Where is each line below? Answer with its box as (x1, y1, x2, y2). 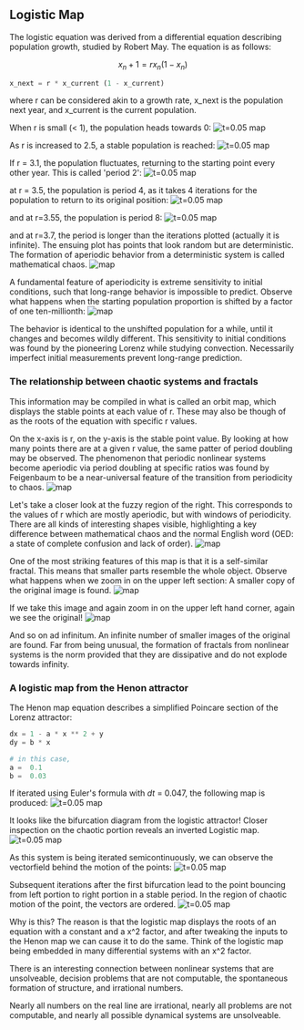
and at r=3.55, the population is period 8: (9, 212, 163, 223)
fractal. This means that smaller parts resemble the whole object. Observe (9, 565, 288, 576)
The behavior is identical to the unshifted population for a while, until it (9, 324, 273, 335)
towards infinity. (9, 658, 70, 669)
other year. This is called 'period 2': (9, 168, 143, 179)
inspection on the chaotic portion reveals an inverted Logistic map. (9, 825, 259, 836)
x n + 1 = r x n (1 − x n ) (117, 58, 188, 72)
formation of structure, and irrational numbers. (9, 983, 184, 994)
